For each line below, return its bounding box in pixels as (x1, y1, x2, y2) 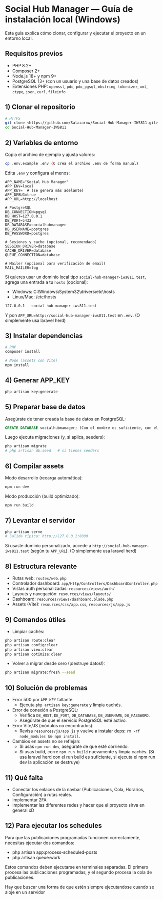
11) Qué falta (5, 773, 43, 782)
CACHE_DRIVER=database (5, 248, 51, 253)
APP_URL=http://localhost (5, 196, 58, 202)
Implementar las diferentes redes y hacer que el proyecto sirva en (12, 802, 145, 808)
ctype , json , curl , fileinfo (12, 88, 66, 94)
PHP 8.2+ (12, 62, 32, 68)
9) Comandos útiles (5, 615, 66, 624)
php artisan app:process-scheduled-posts (12, 849, 98, 855)
